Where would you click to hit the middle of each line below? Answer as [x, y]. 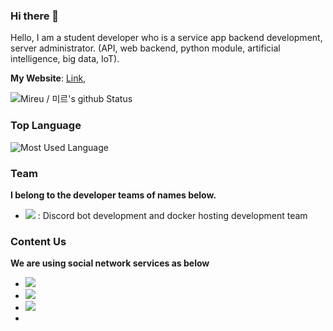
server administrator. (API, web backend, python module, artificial [145, 48]
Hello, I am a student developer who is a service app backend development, [166, 38]
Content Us [38, 241]
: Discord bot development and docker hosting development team [172, 215]
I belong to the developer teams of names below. [113, 195]
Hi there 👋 [35, 16]
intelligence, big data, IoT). [65, 59]
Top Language [46, 126]
